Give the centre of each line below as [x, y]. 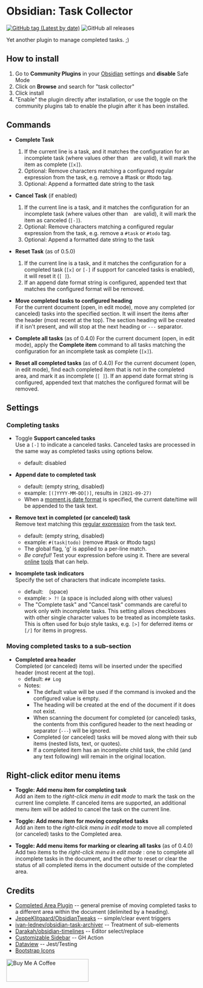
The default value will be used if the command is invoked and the [114, 691]
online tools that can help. [56, 562]
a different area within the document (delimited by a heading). [92, 912]
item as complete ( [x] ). [53, 164]
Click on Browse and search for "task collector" [75, 86]
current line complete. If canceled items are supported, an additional [101, 803]
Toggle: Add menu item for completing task [71, 790]
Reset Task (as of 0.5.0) [45, 251]
